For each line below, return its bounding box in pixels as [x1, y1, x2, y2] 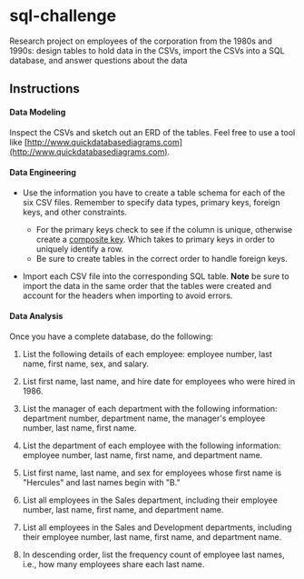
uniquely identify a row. [35, 243, 124, 255]
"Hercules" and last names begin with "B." [22, 476, 181, 487]
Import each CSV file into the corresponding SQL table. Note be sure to [22, 270, 289, 282]
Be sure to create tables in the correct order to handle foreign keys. [35, 253, 289, 264]
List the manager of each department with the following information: [22, 403, 279, 414]
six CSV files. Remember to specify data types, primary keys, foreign [22, 196, 280, 207]
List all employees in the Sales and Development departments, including [22, 522, 292, 533]
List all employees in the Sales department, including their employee [22, 494, 279, 505]
